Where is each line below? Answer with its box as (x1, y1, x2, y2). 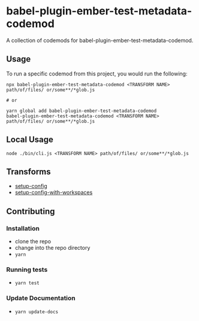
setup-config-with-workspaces (14, 189, 93, 196)
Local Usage (6, 135, 54, 145)
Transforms (6, 166, 51, 177)
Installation (6, 224, 40, 232)
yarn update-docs (14, 308, 59, 315)
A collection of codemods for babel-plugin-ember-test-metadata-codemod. (6, 37, 194, 44)
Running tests (6, 265, 48, 274)
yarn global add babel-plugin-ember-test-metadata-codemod (6, 108, 157, 114)
